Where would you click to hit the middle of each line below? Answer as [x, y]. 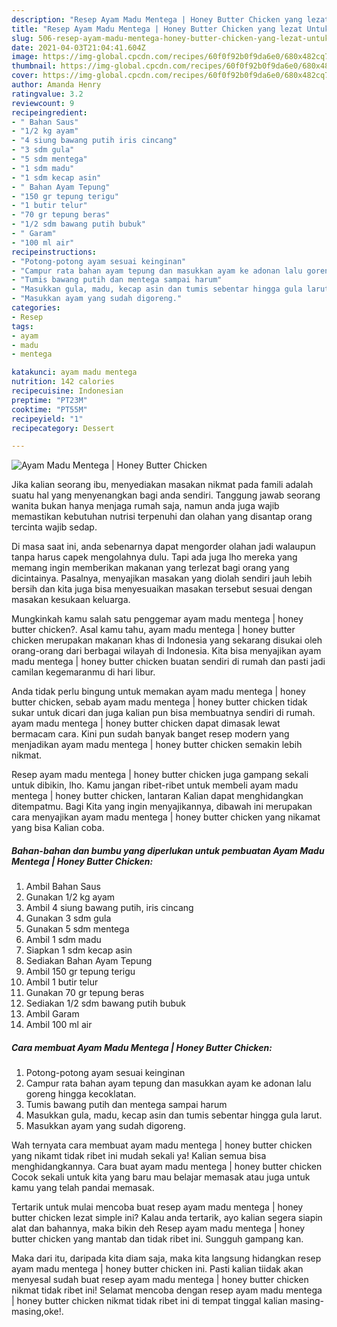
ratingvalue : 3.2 [47, 94]
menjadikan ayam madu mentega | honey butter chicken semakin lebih [157, 745]
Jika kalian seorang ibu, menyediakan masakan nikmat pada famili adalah [162, 485]
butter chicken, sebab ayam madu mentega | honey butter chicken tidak [159, 702]
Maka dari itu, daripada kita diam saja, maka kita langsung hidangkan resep [166, 1258]
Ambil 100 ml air [59, 1025]
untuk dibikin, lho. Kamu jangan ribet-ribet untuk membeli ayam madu [155, 785]
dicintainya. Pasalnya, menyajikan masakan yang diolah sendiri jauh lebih [162, 578]
